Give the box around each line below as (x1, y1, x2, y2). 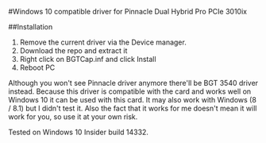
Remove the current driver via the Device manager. (19, 37, 187, 47)
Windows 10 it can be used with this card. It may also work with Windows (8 (8, 95, 256, 104)
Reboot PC (19, 63, 56, 72)
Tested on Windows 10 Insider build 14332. (8, 127, 149, 137)
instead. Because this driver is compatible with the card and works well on (8, 87, 252, 96)
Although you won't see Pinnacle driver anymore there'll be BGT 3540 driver (8, 79, 259, 87)
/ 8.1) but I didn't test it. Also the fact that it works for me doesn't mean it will (8, 103, 257, 113)
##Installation (8, 22, 53, 31)
